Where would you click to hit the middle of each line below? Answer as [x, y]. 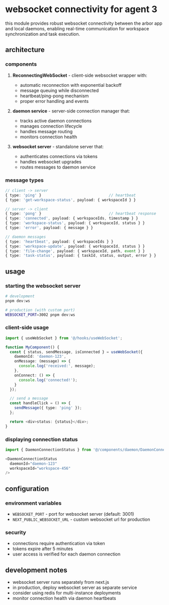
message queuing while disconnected [59, 90]
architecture [25, 50]
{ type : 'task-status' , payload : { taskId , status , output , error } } [81, 256]
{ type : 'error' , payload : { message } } [49, 228]
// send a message [29, 399]
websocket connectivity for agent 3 [81, 9]
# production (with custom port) [40, 310]
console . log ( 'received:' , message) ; [57, 366]
